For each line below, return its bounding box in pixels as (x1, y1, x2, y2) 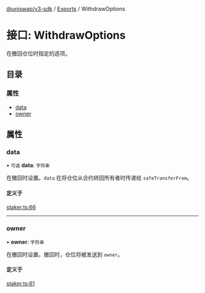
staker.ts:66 (6, 203, 37, 211)
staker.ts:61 (6, 280, 35, 288)
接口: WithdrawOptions (6, 29, 126, 42)
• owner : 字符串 (6, 238, 45, 245)
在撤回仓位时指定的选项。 (6, 49, 71, 57)
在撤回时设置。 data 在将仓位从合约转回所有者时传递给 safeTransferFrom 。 (6, 174, 193, 182)
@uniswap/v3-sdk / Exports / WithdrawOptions (6, 5, 126, 12)
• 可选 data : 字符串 (6, 162, 50, 169)
